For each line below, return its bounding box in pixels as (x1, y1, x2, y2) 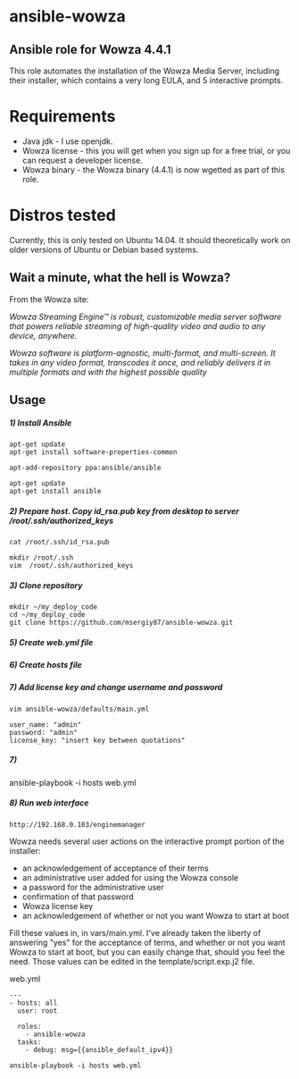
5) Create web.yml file (9, 636, 94, 647)
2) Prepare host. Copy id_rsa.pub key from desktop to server (9, 505, 239, 516)
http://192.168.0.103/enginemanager (9, 820, 145, 829)
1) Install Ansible (9, 417, 72, 428)
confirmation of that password (21, 891, 134, 902)
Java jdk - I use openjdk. (21, 136, 113, 147)
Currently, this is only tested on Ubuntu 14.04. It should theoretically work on (9, 234, 291, 245)
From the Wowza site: (9, 293, 89, 305)
